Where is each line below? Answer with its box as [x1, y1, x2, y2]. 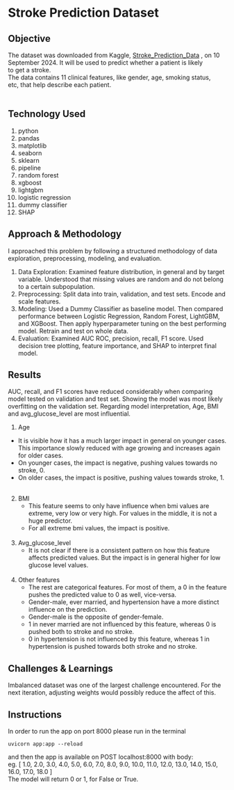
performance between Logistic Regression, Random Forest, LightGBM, [17, 312, 221, 320]
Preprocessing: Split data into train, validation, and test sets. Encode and [17, 290, 226, 298]
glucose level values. [28, 561, 89, 569]
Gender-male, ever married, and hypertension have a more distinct [28, 598, 219, 606]
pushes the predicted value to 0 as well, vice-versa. [28, 590, 176, 599]
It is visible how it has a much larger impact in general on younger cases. [17, 436, 227, 445]
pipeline [17, 164, 41, 172]
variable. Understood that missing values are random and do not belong [17, 275, 224, 283]
